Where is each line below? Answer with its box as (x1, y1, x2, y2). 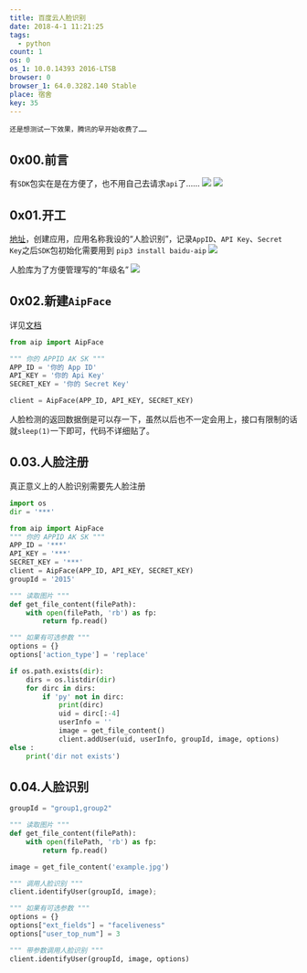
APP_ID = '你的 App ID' (9, 363, 98, 372)
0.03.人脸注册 (9, 454, 90, 471)
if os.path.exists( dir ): (9, 666, 104, 676)
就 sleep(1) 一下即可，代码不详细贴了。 (9, 426, 155, 437)
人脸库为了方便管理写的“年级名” (9, 264, 130, 275)
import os (9, 499, 48, 508)
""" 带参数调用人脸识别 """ (9, 946, 104, 955)
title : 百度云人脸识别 (9, 13, 87, 23)
